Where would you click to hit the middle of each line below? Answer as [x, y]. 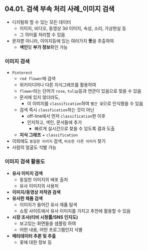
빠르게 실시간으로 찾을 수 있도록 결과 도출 [75, 129]
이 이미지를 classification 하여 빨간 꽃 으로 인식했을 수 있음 [85, 104]
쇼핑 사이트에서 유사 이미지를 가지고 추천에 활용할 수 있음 [75, 211]
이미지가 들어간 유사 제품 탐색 [48, 205]
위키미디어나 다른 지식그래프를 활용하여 [58, 85]
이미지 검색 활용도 [25, 162]
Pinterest [22, 73]
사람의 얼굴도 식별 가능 [34, 147]
